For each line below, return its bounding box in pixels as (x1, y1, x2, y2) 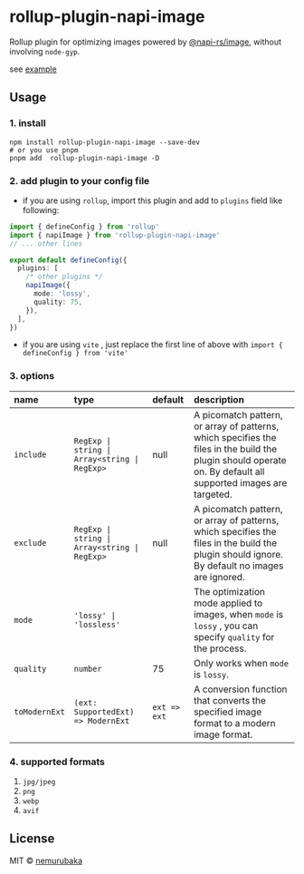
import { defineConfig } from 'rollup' (9, 222, 160, 231)
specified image (193, 705, 262, 718)
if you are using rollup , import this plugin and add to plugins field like (22, 195, 283, 206)
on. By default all (193, 465, 265, 478)
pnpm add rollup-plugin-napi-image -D (9, 153, 160, 162)
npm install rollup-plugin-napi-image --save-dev (9, 138, 201, 147)
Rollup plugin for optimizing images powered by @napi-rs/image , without (9, 36, 282, 47)
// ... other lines (9, 238, 83, 248)
